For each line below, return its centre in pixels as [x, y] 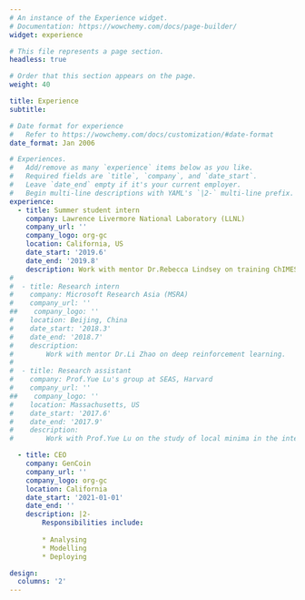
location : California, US [75, 244]
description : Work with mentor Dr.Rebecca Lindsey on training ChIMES [162, 269]
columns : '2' [42, 582]
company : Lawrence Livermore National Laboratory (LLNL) [136, 219]
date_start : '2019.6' [66, 252]
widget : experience [46, 35]
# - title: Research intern [64, 286]
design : [24, 573]
